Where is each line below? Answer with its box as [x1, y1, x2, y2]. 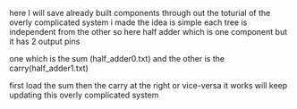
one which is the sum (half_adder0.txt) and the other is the [9, 54, 225, 63]
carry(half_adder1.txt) [9, 63, 89, 73]
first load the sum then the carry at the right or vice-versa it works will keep [9, 80, 288, 90]
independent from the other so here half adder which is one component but [9, 27, 288, 37]
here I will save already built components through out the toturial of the [9, 8, 271, 18]
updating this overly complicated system [9, 89, 159, 100]
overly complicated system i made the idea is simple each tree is [9, 17, 248, 28]
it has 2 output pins [9, 36, 81, 46]
